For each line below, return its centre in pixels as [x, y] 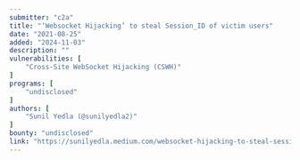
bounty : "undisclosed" [51, 133]
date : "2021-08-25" [46, 34]
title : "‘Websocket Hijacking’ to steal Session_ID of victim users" [142, 26]
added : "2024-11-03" [48, 42]
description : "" [39, 51]
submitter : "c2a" [42, 17]
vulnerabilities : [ [46, 59]
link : [19, 141]
